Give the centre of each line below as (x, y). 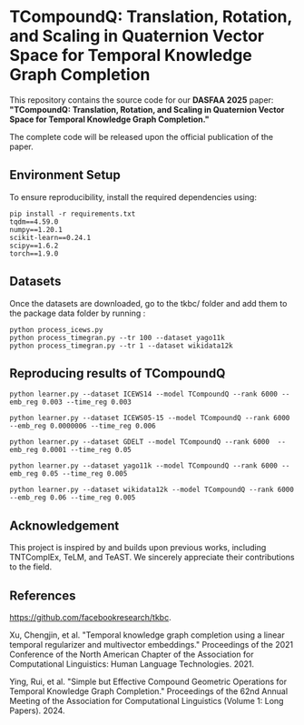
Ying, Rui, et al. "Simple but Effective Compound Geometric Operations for (148, 681)
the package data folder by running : (78, 313)
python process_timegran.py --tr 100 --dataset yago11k (117, 337)
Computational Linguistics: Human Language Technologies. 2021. (132, 664)
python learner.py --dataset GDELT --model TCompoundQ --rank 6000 (140, 442)
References (43, 595)
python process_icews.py (56, 329)
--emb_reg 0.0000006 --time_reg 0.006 (83, 426)
